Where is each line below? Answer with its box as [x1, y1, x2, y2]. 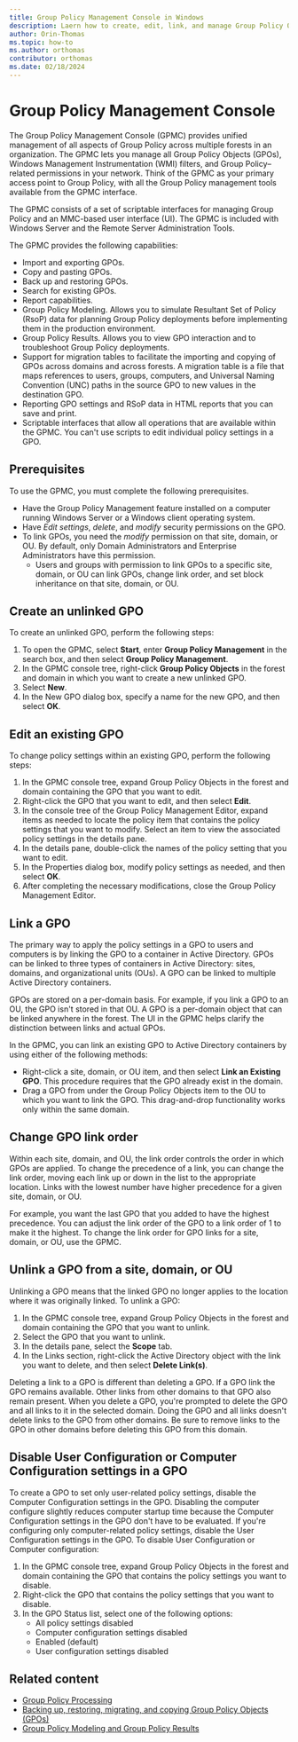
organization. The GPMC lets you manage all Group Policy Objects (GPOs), [9, 148, 282, 160]
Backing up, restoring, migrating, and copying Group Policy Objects [21, 1705, 269, 1715]
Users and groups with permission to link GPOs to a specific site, [35, 559, 273, 570]
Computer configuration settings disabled [35, 1627, 188, 1637]
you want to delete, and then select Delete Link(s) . [21, 1360, 208, 1370]
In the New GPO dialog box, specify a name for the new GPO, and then [21, 691, 281, 702]
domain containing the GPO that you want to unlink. [21, 1321, 211, 1332]
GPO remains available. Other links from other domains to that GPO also [9, 1386, 271, 1397]
